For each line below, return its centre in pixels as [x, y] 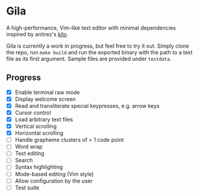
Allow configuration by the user [54, 181]
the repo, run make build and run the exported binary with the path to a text [99, 52]
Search [24, 160]
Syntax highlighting [39, 167]
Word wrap [29, 147]
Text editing [29, 153]
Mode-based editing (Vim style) [54, 174]
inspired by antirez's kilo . [37, 34]
